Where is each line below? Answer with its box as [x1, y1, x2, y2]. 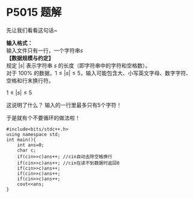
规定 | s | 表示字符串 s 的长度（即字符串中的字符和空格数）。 [6, 61, 151, 69]
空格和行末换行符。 [6, 76, 54, 84]
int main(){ [6, 137, 36, 143]
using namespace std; [6, 131, 61, 137]
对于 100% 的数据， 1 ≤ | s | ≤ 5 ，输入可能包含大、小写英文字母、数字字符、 [6, 69, 192, 76]
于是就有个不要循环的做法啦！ [6, 114, 80, 121]
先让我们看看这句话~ [6, 26, 58, 34]
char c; [17, 147, 36, 153]
